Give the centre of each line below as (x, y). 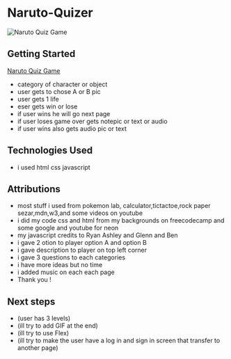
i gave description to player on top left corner (82, 250)
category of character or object (62, 84)
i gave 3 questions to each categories (71, 257)
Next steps (31, 302)
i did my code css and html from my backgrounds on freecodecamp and (121, 221)
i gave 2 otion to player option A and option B (82, 243)
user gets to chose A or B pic (59, 91)
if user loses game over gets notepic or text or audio (93, 121)
